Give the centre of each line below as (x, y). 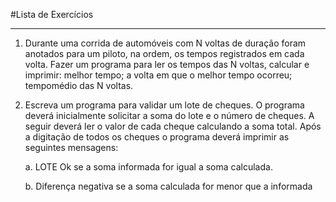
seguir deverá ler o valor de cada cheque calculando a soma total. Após (173, 126)
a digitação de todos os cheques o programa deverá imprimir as (157, 137)
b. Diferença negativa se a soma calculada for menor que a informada (168, 186)
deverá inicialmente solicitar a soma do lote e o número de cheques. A (169, 115)
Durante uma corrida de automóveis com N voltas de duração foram (165, 43)
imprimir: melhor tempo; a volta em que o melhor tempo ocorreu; (158, 75)
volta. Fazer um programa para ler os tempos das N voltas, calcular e (167, 64)
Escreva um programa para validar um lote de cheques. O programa (164, 105)
